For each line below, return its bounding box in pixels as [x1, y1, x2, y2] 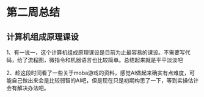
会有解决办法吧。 [6, 84, 49, 92]
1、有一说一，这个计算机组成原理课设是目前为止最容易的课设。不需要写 [6, 49, 185, 56]
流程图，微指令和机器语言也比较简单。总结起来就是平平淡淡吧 [27, 56, 183, 64]
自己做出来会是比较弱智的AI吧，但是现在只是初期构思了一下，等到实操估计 [11, 77, 199, 84]
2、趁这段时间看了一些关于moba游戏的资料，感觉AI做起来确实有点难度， [6, 69, 190, 76]
